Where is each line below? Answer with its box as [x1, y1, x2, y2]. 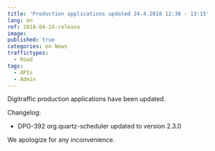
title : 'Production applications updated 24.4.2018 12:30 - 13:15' [7, 10, 210, 18]
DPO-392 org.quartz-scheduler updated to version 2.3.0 [17, 122, 182, 131]
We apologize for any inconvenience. [7, 136, 115, 144]
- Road [13, 56, 33, 63]
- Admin [13, 75, 37, 83]
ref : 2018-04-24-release [7, 23, 80, 30]
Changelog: [7, 108, 41, 117]
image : [7, 29, 27, 37]
